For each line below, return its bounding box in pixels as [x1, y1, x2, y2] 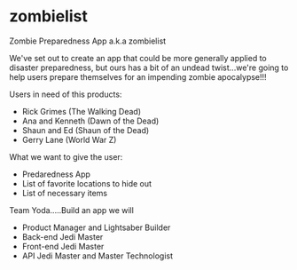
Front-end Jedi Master [21, 241, 105, 251]
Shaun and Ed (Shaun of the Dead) [21, 124, 150, 135]
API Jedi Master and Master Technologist [21, 250, 173, 261]
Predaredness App [21, 169, 91, 179]
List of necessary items [21, 187, 108, 198]
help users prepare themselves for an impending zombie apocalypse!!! [9, 71, 268, 82]
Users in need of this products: [9, 89, 122, 99]
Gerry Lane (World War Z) [21, 134, 117, 145]
